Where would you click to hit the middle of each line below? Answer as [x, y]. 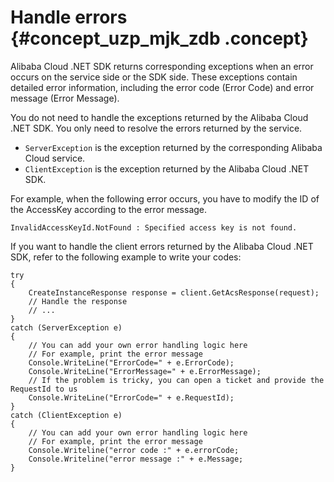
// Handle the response [78, 301]
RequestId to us [44, 389]
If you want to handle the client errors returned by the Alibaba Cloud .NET [162, 246]
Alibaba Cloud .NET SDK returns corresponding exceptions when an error [162, 66]
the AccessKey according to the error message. [109, 209]
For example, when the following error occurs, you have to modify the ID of [165, 198]
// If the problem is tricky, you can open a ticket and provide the [176, 380]
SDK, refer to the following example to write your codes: [126, 257]
